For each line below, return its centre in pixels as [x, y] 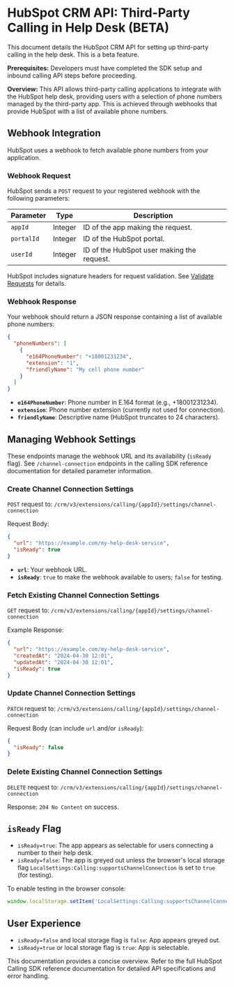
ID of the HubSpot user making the [140, 250]
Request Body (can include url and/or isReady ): [76, 728]
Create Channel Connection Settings [71, 489]
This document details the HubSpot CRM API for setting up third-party [108, 47]
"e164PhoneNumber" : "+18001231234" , [79, 356]
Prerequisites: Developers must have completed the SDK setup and [105, 68]
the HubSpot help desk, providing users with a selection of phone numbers [115, 96]
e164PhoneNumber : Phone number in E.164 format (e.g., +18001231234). [118, 403]
